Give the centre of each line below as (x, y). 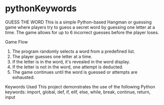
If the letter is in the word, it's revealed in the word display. (71, 62)
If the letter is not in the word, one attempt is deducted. (68, 67)
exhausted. (23, 77)
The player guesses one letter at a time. (52, 56)
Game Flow (16, 42)
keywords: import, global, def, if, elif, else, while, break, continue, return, (78, 92)
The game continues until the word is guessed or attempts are (75, 72)
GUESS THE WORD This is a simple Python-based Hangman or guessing (78, 22)
